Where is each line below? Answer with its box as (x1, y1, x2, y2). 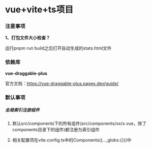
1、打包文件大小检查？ (5, 35, 51, 41)
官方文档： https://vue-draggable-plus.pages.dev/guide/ (5, 80, 119, 86)
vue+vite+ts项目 (5, 4, 74, 15)
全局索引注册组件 (5, 107, 40, 113)
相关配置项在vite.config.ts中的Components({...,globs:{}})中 (12, 137, 132, 143)
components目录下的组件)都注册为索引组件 (12, 126, 100, 132)
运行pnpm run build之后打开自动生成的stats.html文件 (5, 45, 112, 51)
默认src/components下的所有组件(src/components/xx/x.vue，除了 (12, 120, 147, 126)
